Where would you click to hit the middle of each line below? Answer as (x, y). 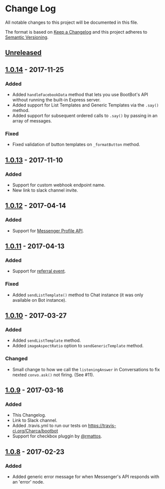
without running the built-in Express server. (56, 100)
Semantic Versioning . (27, 37)
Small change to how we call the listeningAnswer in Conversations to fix (86, 369)
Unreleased (24, 53)
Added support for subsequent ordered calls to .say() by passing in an (85, 116)
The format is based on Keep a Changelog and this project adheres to (76, 32)
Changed (17, 359)
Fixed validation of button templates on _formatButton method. (76, 145)
